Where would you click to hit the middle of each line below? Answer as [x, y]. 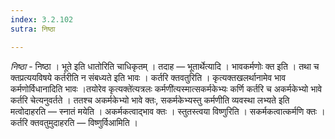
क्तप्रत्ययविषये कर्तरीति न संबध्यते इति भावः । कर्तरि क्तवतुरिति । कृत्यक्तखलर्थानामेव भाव [148, 77]
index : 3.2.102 [42, 19]
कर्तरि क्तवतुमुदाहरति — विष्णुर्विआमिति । [74, 122]
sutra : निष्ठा [33, 29]
